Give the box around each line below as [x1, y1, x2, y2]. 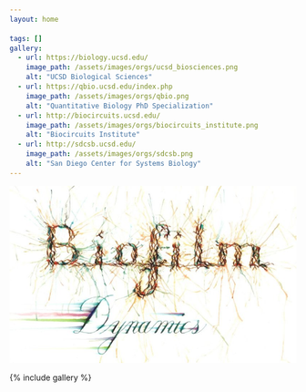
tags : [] [9, 34, 43, 43]
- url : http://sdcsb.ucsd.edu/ [17, 139, 137, 150]
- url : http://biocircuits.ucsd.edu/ [17, 110, 161, 120]
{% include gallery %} [9, 372, 93, 383]
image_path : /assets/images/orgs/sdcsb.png [25, 150, 194, 159]
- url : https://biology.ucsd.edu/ [17, 53, 148, 63]
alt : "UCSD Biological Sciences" [25, 73, 153, 82]
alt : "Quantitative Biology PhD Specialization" [25, 101, 214, 110]
